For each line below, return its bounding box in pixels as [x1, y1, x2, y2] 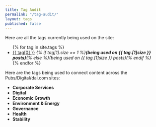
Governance [12, 106, 39, 112]
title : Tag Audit [5, 7, 41, 12]
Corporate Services [12, 85, 54, 91]
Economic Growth [12, 95, 51, 101]
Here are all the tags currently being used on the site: [5, 35, 114, 41]
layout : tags [5, 16, 32, 21]
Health [12, 111, 27, 117]
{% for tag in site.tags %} [12, 44, 65, 50]
